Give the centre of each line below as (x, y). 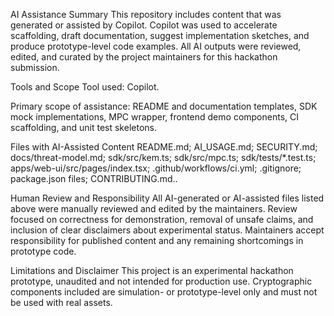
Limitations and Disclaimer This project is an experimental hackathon (152, 270)
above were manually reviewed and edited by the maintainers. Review (154, 208)
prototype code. (43, 251)
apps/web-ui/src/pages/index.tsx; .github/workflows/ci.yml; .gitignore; (156, 168)
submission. (35, 67)
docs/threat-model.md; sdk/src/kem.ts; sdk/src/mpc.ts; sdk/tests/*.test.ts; (163, 157)
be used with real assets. (61, 302)
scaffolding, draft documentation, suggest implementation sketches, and (160, 35)
